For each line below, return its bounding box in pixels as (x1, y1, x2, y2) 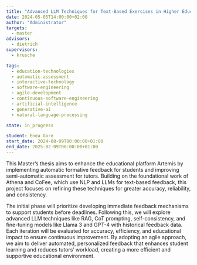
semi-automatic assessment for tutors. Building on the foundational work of (6, 172, 189, 179)
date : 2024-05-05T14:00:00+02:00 (6, 14, 88, 20)
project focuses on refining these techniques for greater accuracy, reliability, (6, 185, 191, 192)
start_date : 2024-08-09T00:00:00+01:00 (6, 138, 104, 144)
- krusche (11, 52, 35, 58)
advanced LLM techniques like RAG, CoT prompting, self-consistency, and (6, 215, 186, 222)
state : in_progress (6, 123, 54, 128)
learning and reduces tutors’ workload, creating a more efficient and (6, 246, 171, 253)
